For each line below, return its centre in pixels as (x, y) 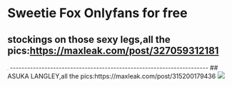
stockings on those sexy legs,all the (89, 40)
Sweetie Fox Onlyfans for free (97, 13)
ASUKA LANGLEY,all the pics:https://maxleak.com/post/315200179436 (112, 76)
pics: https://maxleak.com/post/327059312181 (113, 50)
